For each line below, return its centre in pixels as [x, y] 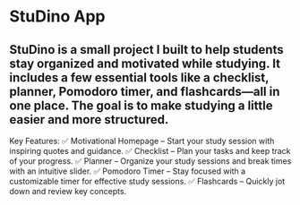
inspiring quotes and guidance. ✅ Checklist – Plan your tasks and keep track [150, 151]
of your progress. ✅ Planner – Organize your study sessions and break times [150, 161]
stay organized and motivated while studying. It [145, 63]
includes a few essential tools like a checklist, [139, 77]
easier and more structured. [89, 120]
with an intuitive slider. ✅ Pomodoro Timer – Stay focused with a [128, 171]
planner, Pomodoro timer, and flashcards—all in [145, 91]
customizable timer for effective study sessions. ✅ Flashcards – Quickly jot [147, 181]
